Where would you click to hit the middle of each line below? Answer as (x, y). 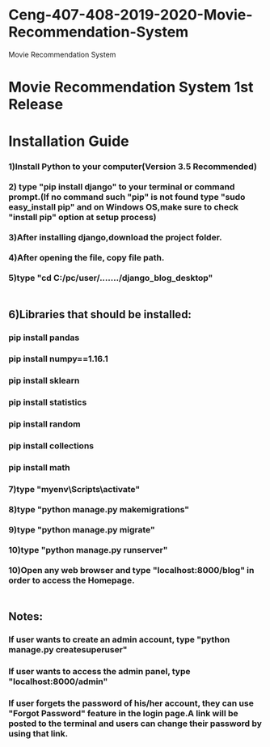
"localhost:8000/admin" (58, 681)
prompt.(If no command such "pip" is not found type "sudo (127, 197)
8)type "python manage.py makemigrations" (99, 509)
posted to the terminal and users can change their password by (135, 724)
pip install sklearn (44, 380)
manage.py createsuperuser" (68, 650)
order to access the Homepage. (72, 580)
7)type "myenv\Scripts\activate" (74, 489)
